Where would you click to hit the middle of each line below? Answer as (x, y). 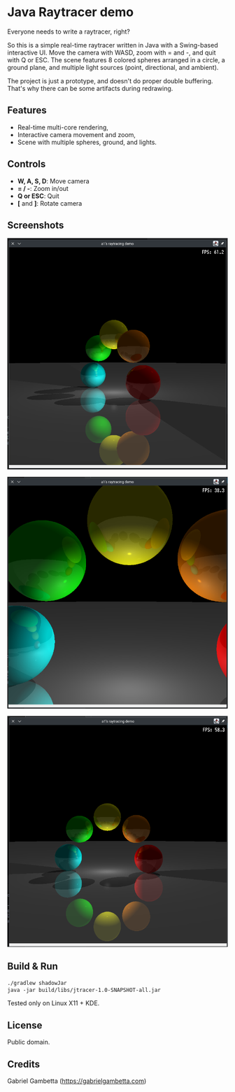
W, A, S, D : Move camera (53, 181)
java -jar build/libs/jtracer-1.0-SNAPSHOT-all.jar (84, 991)
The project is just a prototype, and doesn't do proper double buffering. (110, 80)
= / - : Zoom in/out (43, 188)
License (25, 1025)
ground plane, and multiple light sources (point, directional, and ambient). (113, 67)
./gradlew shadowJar (37, 984)
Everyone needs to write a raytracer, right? (69, 31)
